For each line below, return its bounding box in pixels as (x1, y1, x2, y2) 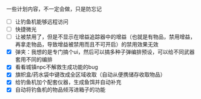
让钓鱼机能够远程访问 (15, 18, 68, 25)
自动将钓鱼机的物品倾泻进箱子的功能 (15, 86, 106, 94)
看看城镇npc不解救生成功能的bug (15, 63, 99, 71)
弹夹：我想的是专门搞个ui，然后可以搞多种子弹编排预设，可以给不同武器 (15, 48, 195, 56)
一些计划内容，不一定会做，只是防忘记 (6, 5, 102, 12)
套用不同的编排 (15, 56, 53, 63)
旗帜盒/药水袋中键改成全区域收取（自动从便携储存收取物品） (15, 71, 166, 78)
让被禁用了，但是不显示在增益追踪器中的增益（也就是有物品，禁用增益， (15, 33, 196, 40)
